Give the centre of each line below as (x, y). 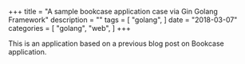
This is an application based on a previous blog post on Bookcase (117, 43)
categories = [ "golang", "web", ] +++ (70, 28)
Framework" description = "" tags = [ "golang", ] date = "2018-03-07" (123, 20)
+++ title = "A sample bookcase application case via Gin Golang (113, 11)
